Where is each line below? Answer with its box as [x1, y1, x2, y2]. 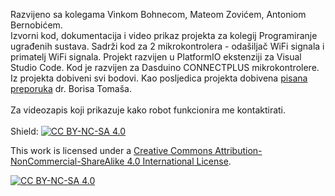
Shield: [10, 125, 39, 137]
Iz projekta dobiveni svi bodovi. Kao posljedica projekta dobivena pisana [10, 72, 308, 84]
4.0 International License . [126, 155, 232, 167]
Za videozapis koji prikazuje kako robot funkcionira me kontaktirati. [10, 104, 287, 116]
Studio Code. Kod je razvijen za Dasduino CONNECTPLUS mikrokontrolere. [10, 62, 320, 73]
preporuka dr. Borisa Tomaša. [10, 83, 133, 94]
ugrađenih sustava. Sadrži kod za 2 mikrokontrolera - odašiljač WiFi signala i [10, 40, 325, 52]
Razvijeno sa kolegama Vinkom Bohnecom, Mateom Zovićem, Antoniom [10, 9, 307, 20]
